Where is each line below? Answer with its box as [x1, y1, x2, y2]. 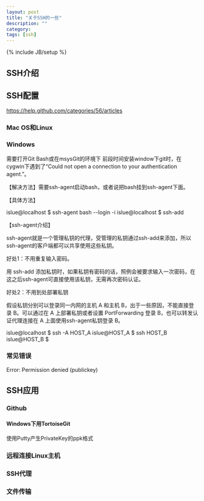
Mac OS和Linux [6, 124, 53, 132]
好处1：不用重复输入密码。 [6, 254, 73, 262]
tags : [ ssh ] [6, 32, 37, 38]
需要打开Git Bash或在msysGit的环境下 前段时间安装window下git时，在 [6, 155, 182, 162]
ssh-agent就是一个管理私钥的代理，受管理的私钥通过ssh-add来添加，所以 [6, 234, 192, 242]
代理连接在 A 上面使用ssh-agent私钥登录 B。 [11, 316, 124, 324]
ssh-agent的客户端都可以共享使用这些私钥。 [6, 242, 118, 249]
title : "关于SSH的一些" [6, 15, 62, 21]
